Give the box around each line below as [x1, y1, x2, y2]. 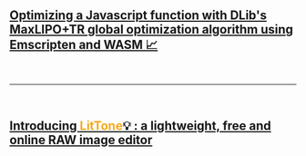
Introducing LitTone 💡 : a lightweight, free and [9, 118, 271, 134]
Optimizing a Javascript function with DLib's [9, 8, 267, 24]
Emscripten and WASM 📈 [9, 37, 158, 53]
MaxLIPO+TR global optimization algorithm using [9, 22, 294, 37]
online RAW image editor [9, 132, 153, 148]
